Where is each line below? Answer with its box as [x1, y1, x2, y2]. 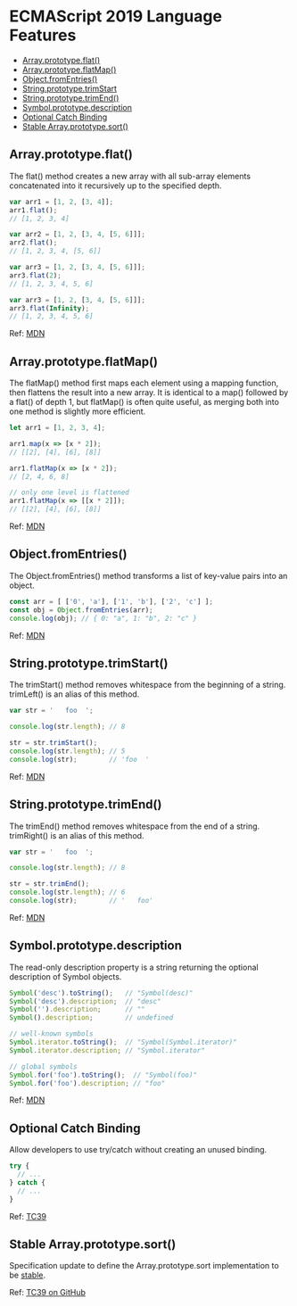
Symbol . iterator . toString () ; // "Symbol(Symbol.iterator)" [9, 1037, 238, 1047]
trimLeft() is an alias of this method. [9, 689, 140, 699]
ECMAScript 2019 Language [9, 6, 223, 27]
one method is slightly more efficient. [9, 406, 146, 417]
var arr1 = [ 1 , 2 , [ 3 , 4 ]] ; [9, 197, 114, 206]
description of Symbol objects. [9, 971, 122, 982]
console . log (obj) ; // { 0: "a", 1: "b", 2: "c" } [9, 614, 198, 623]
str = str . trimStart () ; [9, 739, 98, 748]
